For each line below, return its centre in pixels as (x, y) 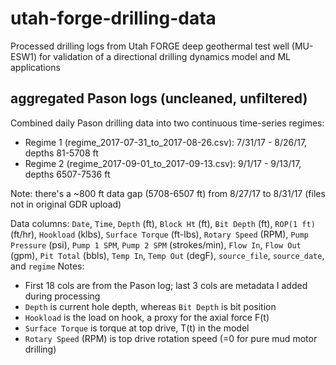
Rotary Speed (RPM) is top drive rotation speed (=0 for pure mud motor (171, 338)
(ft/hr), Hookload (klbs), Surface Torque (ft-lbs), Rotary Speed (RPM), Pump (159, 234)
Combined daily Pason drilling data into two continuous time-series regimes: (167, 123)
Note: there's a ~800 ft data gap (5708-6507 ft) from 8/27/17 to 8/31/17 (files (168, 193)
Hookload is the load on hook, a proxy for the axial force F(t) (147, 317)
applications (35, 67)
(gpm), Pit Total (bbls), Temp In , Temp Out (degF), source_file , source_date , (167, 255)
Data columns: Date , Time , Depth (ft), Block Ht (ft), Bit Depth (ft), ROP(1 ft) (163, 223)
